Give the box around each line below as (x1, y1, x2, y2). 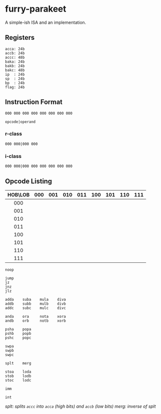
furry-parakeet (5, 3, 66, 15)
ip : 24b (5, 72, 25, 77)
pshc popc (5, 335, 32, 340)
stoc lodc (5, 378, 32, 382)
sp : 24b (5, 76, 25, 81)
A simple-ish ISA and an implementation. (5, 19, 86, 25)
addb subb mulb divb (5, 301, 66, 306)
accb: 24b (5, 51, 25, 55)
